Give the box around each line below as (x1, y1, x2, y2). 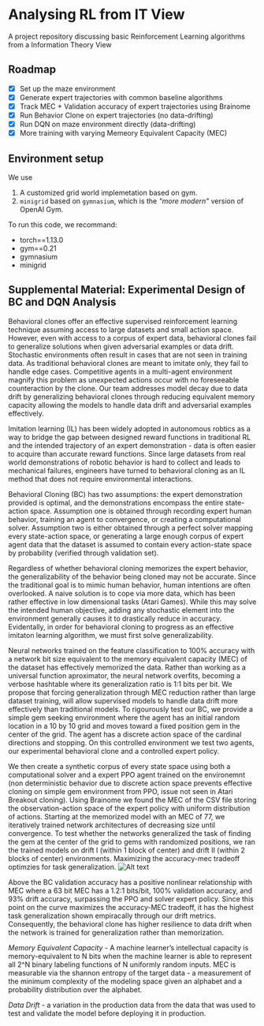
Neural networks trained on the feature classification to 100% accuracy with (8, 645, 255, 655)
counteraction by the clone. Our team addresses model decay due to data (8, 383, 248, 393)
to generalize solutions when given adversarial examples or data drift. (8, 341, 234, 351)
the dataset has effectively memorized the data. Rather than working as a (8, 662, 247, 672)
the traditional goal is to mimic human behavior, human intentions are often (8, 580, 251, 589)
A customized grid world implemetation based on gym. (19, 188, 198, 197)
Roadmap (8, 63, 57, 76)
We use (8, 172, 33, 182)
